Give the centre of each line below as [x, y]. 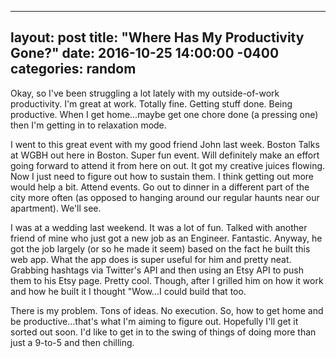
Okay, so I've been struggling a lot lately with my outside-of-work [145, 93]
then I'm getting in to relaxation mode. [88, 125]
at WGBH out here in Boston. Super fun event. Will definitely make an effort [165, 155]
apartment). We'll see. [56, 208]
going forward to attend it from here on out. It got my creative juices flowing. [168, 165]
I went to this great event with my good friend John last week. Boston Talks [165, 144]
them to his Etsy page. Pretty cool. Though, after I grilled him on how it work [167, 280]
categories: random [73, 69]
